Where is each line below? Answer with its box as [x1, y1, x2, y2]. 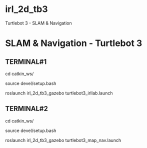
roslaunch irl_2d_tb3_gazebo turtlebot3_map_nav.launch [5, 137, 121, 143]
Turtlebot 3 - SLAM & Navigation [5, 20, 72, 26]
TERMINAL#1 [5, 57, 47, 66]
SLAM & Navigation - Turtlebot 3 [5, 37, 142, 49]
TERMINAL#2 [5, 104, 48, 113]
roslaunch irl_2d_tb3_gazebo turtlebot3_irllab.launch [5, 90, 113, 96]
